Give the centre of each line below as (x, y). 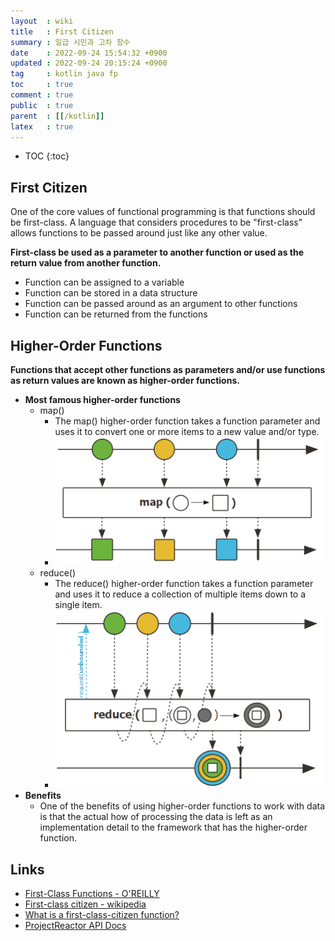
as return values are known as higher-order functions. (125, 380)
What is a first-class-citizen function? (102, 915)
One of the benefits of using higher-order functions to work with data (182, 806)
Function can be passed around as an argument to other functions (161, 304)
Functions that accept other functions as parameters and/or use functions (168, 369)
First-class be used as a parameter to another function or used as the (157, 252)
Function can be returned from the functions (116, 314)
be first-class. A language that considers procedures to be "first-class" (156, 222)
